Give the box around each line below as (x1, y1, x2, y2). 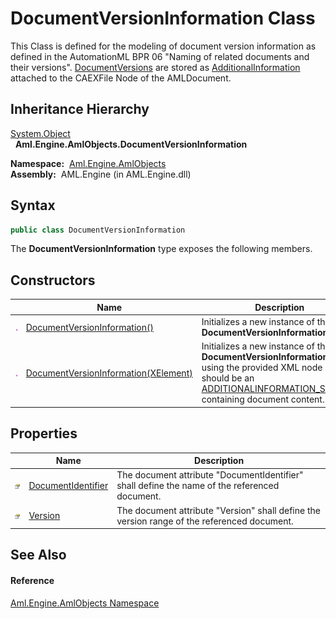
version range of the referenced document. (116, 515, 294, 527)
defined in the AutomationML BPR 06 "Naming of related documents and (10, 50, 310, 62)
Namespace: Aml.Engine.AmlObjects (10, 157, 167, 169)
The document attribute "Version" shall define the (116, 504, 321, 516)
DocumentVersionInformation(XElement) (25, 367, 193, 379)
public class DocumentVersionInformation (10, 225, 186, 235)
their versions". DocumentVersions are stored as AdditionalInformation (10, 61, 301, 73)
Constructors (10, 272, 96, 289)
